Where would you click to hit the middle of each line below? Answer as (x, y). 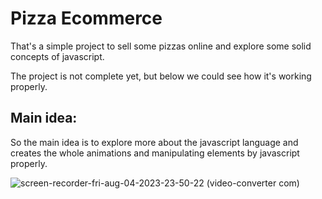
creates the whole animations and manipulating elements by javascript (155, 153)
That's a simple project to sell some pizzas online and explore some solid (161, 46)
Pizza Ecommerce (86, 18)
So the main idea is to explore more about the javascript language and (154, 142)
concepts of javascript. (57, 56)
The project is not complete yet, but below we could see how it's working (161, 76)
